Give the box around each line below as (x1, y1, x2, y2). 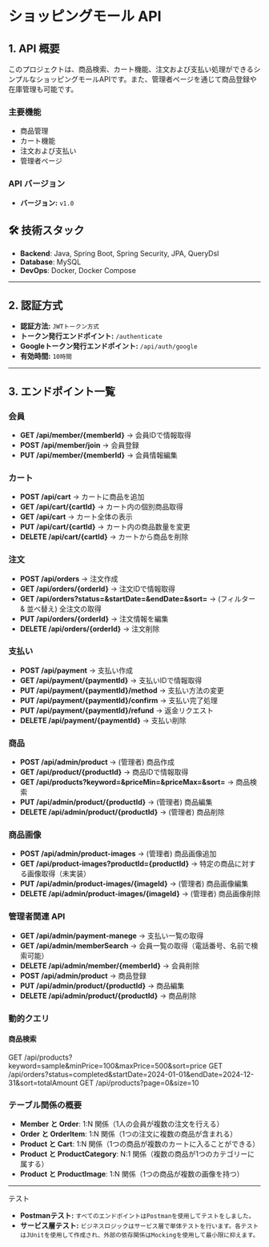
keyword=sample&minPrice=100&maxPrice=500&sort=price (8, 1060, 207, 1070)
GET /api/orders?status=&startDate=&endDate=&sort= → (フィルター (19, 593, 256, 603)
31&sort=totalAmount (8, 1078, 78, 1088)
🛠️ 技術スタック (8, 223, 85, 237)
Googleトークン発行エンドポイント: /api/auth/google (19, 341, 198, 351)
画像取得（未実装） (26, 869, 90, 879)
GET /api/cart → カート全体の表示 (19, 512, 133, 521)
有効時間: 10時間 (19, 352, 72, 361)
